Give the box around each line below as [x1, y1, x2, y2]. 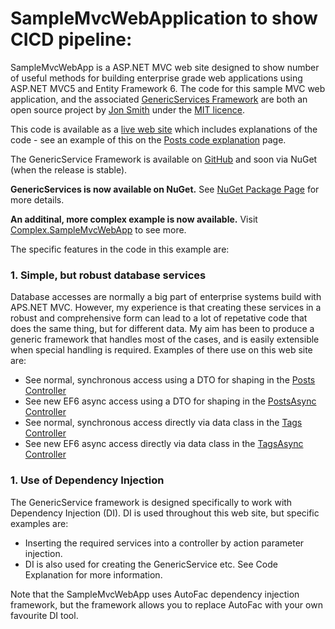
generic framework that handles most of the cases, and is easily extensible [10, 333, 320, 346]
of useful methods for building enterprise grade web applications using [10, 72, 303, 84]
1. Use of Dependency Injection [10, 473, 165, 487]
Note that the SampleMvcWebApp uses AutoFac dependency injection [10, 588, 300, 600]
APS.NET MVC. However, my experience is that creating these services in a [10, 302, 322, 314]
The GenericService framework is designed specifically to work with [10, 496, 293, 508]
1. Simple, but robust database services [10, 268, 207, 282]
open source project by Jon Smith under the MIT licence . [10, 103, 246, 116]
